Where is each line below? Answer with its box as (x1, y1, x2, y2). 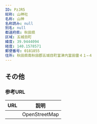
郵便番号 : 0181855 (5, 48, 40, 53)
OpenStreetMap (22, 111, 59, 118)
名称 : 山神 (5, 16, 25, 21)
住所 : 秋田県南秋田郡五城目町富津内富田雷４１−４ (5, 53, 93, 58)
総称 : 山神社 (5, 12, 28, 17)
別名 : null (5, 26, 26, 31)
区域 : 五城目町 (5, 35, 32, 40)
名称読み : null (5, 21, 33, 26)
